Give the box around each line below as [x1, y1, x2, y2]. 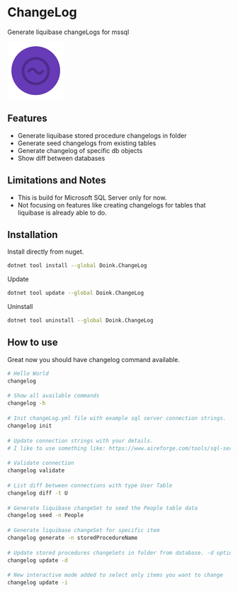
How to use [7, 337, 58, 349]
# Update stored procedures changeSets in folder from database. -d [7, 549, 214, 556]
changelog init [7, 422, 52, 429]
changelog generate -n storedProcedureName [7, 534, 138, 542]
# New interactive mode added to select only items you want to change [7, 572, 223, 579]
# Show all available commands [7, 392, 100, 400]
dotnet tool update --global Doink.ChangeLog [7, 290, 144, 297]
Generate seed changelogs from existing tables [17, 139, 157, 147]
